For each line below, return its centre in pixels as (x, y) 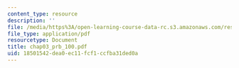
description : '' (31, 21)
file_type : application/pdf (49, 34)
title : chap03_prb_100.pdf (47, 47)
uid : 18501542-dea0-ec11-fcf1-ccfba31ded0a (73, 54)
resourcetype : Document (43, 40)
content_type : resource (43, 14)
